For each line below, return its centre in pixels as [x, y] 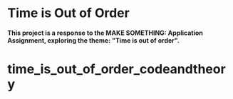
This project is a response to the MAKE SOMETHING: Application [105, 33]
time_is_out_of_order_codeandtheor [116, 69]
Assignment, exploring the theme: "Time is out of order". [93, 40]
